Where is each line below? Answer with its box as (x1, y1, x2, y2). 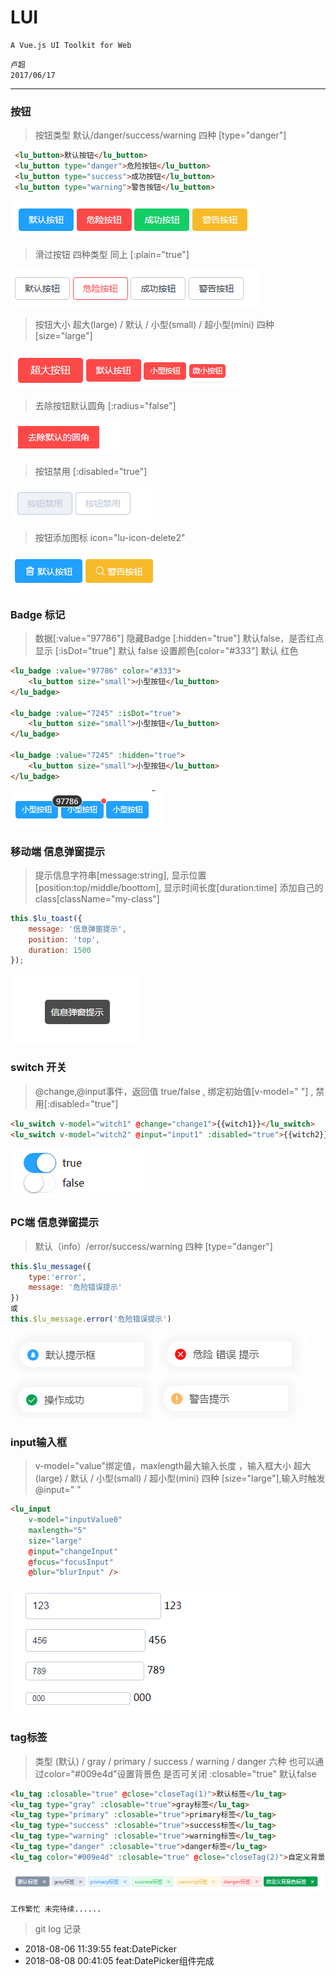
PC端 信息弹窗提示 (10, 1216, 100, 1230)
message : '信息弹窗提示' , (28, 924, 127, 934)
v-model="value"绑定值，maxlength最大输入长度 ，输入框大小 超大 (34, 1460, 312, 1472)
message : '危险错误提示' (28, 1282, 123, 1293)
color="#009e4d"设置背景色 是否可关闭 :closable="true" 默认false (43, 1767, 317, 1780)
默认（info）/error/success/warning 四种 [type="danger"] (34, 1240, 273, 1252)
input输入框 (10, 1435, 68, 1449)
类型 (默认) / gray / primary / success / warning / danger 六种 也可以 (34, 1755, 316, 1767)
